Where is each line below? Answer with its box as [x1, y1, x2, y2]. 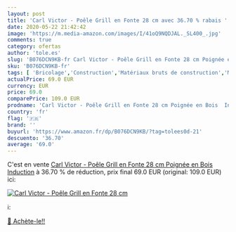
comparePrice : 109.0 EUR [7, 96, 80, 103]
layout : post [7, 10, 46, 18]
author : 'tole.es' [7, 50, 61, 57]
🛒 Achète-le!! [7, 217, 46, 226]
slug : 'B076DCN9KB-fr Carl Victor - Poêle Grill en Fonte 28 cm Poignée [7, 56, 225, 63]
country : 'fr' [7, 108, 49, 115]
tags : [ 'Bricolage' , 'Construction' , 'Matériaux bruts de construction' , [7, 69, 225, 76]
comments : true [7, 37, 52, 44]
